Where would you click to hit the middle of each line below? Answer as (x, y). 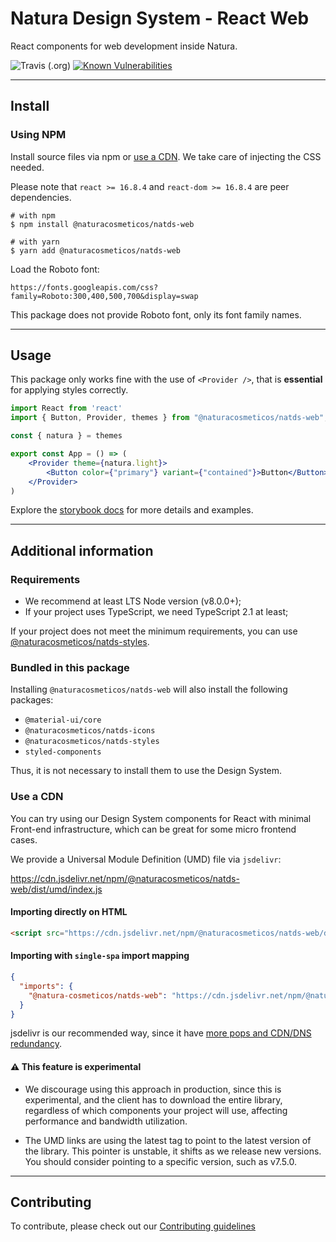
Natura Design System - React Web (160, 18)
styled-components (63, 752)
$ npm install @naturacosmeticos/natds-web (102, 224)
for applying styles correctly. (69, 390)
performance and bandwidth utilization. (106, 1121)
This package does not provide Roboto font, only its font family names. (156, 314)
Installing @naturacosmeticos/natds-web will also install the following (149, 689)
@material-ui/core (63, 720)
